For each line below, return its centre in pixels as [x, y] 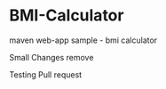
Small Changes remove [51, 57]
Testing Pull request [46, 74]
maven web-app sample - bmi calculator [83, 40]
